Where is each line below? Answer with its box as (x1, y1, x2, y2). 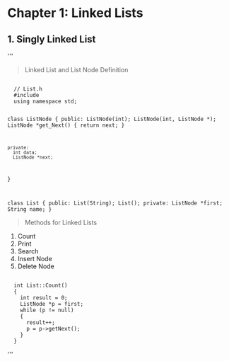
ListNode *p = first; (20, 301, 83, 308)
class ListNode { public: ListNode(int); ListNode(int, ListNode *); (7, 115, 217, 122)
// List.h (13, 86, 42, 93)
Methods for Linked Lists (24, 218, 98, 227)
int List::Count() (13, 282, 69, 290)
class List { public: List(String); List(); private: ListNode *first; (7, 200, 223, 207)
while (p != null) (20, 306, 74, 314)
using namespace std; (13, 98, 78, 105)
